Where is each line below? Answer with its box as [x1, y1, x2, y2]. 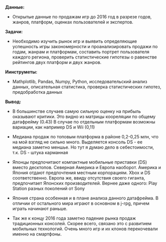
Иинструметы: [5, 69, 38, 75]
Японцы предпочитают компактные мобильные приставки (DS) [12, 159, 147, 165]
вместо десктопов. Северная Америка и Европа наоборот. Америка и [12, 165, 161, 170]
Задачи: [5, 29, 23, 34]
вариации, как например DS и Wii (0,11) [12, 124, 95, 130]
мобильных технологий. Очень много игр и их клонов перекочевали [12, 226, 158, 232]
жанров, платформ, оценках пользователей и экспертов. [12, 19, 134, 25]
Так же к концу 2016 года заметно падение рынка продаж [12, 215, 136, 221]
